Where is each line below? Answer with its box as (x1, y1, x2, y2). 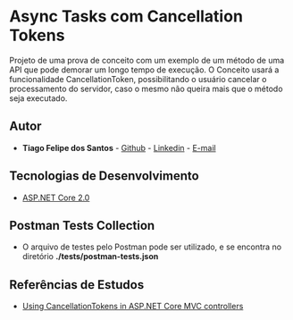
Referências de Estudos (9, 277, 145, 292)
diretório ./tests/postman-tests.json (21, 251, 159, 262)
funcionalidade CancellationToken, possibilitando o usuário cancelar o (9, 73, 267, 84)
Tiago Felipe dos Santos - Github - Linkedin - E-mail (21, 142, 216, 153)
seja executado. (9, 92, 68, 104)
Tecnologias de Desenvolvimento (9, 168, 199, 184)
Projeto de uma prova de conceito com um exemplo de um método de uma (9, 55, 285, 65)
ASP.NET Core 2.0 (21, 192, 90, 203)
